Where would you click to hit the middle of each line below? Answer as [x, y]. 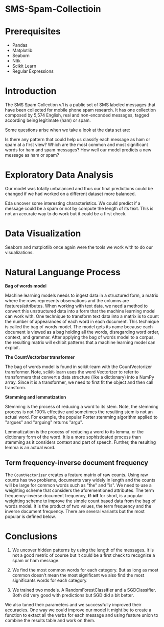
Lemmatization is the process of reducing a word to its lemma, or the [74, 431]
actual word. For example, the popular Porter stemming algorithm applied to [82, 417]
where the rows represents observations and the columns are [67, 300]
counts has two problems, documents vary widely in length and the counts [80, 480]
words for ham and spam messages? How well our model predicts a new [78, 150]
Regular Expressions [33, 71]
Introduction [31, 91]
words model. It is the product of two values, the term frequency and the [78, 506]
